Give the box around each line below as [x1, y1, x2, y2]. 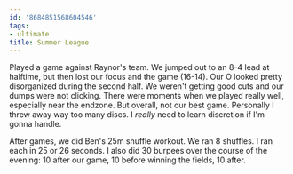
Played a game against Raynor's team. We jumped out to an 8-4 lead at [9, 62, 270, 73]
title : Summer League [9, 37, 90, 47]
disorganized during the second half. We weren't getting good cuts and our [9, 81, 284, 91]
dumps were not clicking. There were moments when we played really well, [9, 91, 284, 101]
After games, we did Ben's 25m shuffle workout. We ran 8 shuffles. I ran [9, 136, 273, 146]
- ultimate [9, 29, 50, 38]
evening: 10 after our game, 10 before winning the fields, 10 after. [9, 154, 246, 165]
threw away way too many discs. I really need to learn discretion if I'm [9, 109, 265, 120]
